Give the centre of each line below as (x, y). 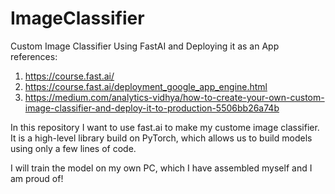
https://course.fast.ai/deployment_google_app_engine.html (146, 86)
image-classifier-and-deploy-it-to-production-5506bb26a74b (152, 108)
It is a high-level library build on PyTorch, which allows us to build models (161, 138)
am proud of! (37, 178)
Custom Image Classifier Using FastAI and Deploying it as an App (145, 46)
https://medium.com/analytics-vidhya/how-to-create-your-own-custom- (174, 97)
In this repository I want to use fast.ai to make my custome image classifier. (165, 127)
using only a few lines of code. (73, 148)
